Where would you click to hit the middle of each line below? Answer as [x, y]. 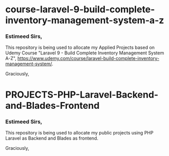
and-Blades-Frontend [52, 105]
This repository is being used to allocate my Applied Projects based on [80, 48]
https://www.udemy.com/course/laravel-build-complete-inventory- [88, 59]
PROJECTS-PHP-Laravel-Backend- [82, 95]
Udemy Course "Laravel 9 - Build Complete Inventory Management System [85, 53]
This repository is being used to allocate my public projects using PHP [79, 132]
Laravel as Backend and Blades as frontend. [52, 138]
